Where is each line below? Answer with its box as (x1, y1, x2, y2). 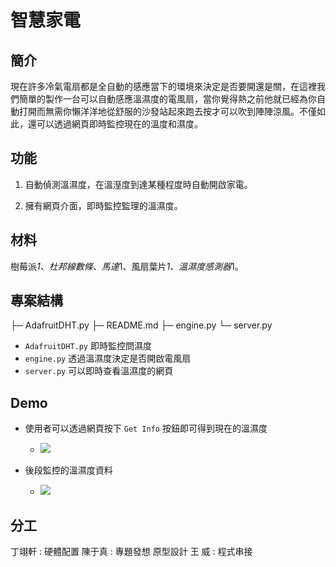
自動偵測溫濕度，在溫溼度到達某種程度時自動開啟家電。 (24, 178, 253, 190)
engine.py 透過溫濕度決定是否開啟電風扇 (24, 352, 192, 365)
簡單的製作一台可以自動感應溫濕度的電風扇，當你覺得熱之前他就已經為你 (18, 93, 317, 105)
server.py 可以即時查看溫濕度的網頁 (24, 365, 174, 377)
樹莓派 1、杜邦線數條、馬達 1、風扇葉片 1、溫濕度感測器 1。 (10, 260, 244, 272)
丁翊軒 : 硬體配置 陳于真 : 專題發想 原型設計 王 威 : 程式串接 (10, 546, 253, 558)
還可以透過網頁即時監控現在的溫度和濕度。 (27, 118, 203, 130)
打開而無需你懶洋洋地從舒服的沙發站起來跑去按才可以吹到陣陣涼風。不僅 (18, 106, 317, 117)
